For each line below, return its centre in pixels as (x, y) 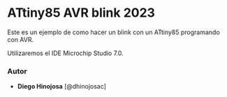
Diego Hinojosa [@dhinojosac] (62, 87)
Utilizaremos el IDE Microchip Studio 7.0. (65, 53)
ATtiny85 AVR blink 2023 (81, 13)
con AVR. (21, 39)
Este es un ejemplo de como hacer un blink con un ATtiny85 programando (113, 32)
